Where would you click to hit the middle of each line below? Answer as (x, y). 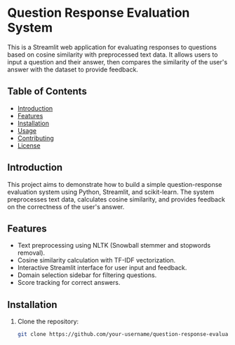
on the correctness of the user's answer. (66, 206)
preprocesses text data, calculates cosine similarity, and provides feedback (116, 199)
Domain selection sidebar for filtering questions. (87, 275)
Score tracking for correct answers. (69, 283)
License (29, 146)
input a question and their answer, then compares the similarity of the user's (117, 62)
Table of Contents (47, 91)
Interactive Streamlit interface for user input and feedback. (102, 268)
